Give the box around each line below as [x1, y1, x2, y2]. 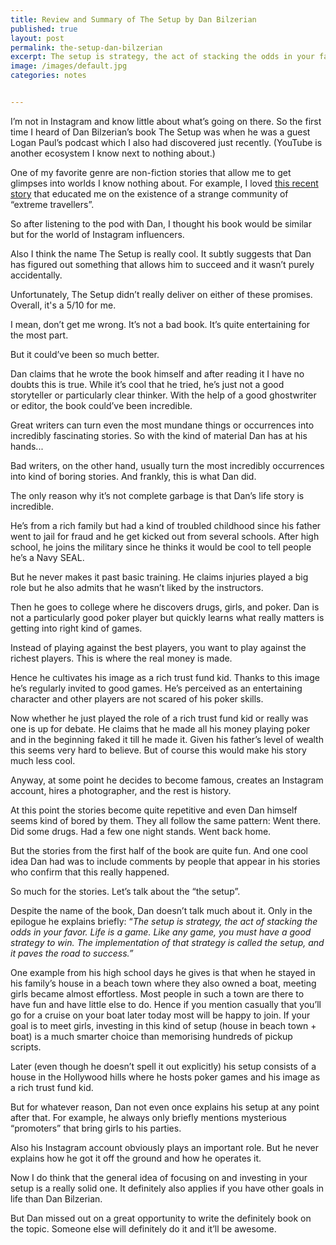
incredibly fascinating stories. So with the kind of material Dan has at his [10, 429, 308, 441]
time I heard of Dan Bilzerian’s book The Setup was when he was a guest [10, 126, 311, 138]
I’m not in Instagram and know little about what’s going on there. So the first [10, 115, 322, 127]
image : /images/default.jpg [10, 61, 128, 71]
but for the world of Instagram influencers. [10, 228, 185, 240]
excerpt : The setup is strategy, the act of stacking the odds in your [10, 52, 315, 62]
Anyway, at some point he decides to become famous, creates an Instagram [10, 774, 324, 786]
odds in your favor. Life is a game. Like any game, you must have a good [10, 926, 312, 938]
